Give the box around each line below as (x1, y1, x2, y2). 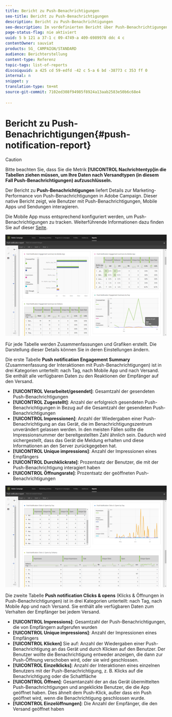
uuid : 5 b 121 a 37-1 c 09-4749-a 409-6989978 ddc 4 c (5, 35, 125, 41)
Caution (5, 156, 22, 163)
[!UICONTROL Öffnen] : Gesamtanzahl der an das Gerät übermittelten (12, 679, 160, 685)
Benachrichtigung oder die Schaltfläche (12, 673, 97, 679)
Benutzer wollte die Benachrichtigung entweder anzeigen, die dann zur (12, 651, 163, 658)
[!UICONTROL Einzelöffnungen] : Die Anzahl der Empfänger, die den (12, 700, 158, 706)
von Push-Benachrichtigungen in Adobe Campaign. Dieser (34, 192, 158, 198)
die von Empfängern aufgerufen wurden (12, 624, 97, 630)
